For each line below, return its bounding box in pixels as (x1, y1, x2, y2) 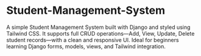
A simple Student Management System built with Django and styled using (6, 23, 191, 31)
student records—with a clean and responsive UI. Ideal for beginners (6, 36, 179, 43)
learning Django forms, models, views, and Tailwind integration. (6, 43, 166, 50)
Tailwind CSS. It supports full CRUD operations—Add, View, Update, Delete (6, 30, 195, 37)
